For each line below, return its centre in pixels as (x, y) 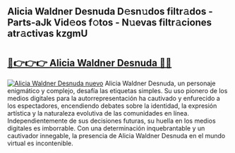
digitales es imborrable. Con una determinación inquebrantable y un (106, 128)
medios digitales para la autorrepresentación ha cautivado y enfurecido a (114, 98)
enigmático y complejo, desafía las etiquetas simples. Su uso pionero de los (117, 91)
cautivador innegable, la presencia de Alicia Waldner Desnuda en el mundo (116, 136)
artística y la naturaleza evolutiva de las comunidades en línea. (98, 113)
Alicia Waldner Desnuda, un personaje (160, 83)
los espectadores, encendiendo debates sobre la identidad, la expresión (112, 106)
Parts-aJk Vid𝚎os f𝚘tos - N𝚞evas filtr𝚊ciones (110, 23)
